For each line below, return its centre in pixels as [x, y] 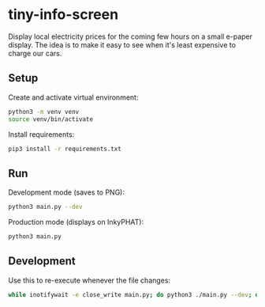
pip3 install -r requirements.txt [65, 149]
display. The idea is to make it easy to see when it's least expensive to [122, 44]
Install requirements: [41, 134]
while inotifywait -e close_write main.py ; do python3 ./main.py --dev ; [130, 294]
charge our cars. [35, 53]
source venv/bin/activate [50, 119]
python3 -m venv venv [44, 112]
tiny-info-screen [63, 15]
